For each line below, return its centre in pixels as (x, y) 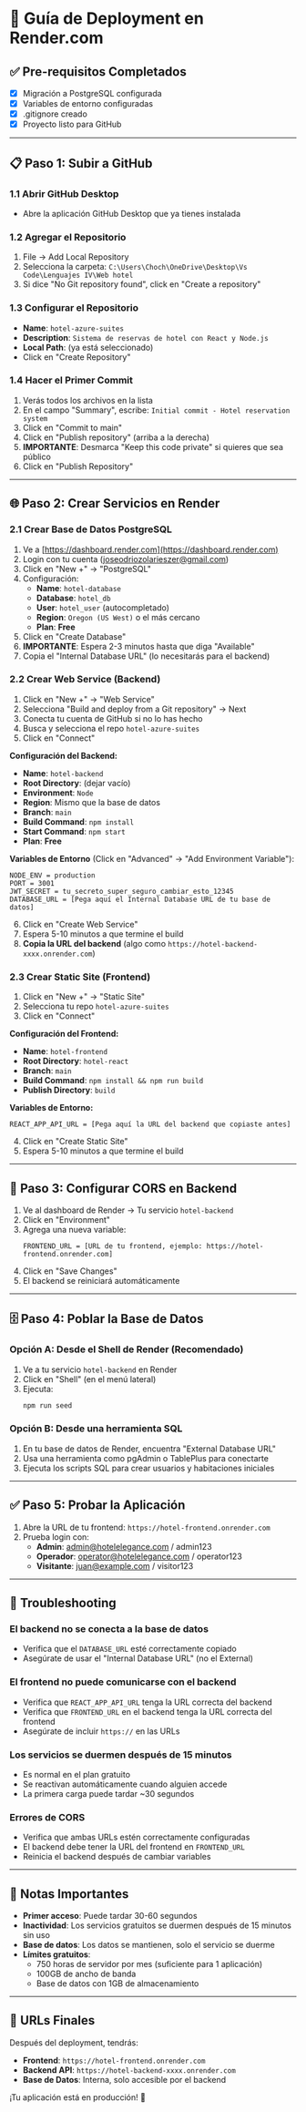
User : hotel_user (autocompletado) (103, 607)
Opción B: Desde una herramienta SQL (96, 1429)
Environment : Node (58, 793)
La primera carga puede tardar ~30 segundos (108, 1793)
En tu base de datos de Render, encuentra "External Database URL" (149, 1449)
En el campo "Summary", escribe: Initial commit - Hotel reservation (156, 410)
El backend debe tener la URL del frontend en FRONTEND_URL (134, 1847)
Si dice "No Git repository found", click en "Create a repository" (142, 284)
